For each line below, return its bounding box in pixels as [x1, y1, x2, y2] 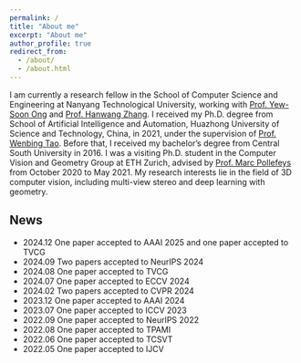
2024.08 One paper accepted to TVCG [22, 265, 169, 276]
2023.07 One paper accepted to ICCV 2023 [22, 305, 187, 316]
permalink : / [9, 13, 59, 23]
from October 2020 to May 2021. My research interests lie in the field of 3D [9, 166, 292, 178]
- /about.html [17, 65, 71, 74]
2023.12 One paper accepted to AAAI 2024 [22, 295, 185, 306]
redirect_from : [9, 47, 67, 57]
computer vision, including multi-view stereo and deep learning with [9, 176, 265, 187]
